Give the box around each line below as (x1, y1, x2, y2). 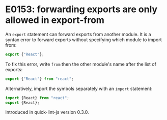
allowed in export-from (5, 14, 104, 26)
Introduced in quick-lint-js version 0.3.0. (5, 109, 89, 115)
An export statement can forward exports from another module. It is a (5, 31, 151, 37)
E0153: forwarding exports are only (5, 4, 158, 15)
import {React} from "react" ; (5, 95, 70, 100)
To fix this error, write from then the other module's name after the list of (5, 61, 157, 67)
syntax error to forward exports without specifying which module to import (5, 37, 162, 43)
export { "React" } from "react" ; (5, 76, 74, 81)
